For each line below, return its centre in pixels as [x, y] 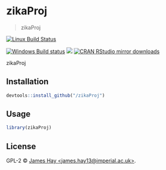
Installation [27, 82]
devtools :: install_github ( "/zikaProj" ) [56, 95]
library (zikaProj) [29, 128]
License [21, 146]
